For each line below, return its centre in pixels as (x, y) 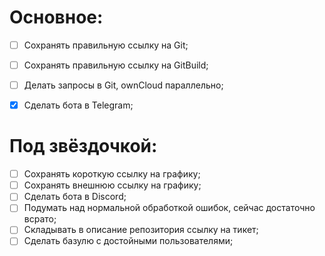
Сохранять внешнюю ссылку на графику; (112, 185)
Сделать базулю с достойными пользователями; (128, 241)
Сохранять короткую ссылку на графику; (112, 174)
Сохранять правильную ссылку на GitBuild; (116, 65)
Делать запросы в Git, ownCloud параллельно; (123, 85)
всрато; (40, 219)
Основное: (56, 17)
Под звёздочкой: (83, 146)
